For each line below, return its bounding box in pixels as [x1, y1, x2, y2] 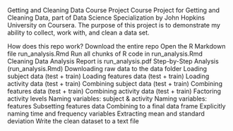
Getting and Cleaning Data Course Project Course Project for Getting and [7, 6, 220, 14]
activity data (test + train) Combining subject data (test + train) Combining [7, 80, 222, 87]
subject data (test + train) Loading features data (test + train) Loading [7, 72, 210, 80]
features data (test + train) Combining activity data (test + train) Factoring [7, 87, 221, 95]
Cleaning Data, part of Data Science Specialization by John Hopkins [7, 13, 205, 22]
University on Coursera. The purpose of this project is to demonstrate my [7, 21, 221, 29]
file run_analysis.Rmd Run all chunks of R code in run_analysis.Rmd [7, 49, 203, 58]
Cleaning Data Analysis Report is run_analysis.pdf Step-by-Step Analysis [7, 57, 219, 65]
